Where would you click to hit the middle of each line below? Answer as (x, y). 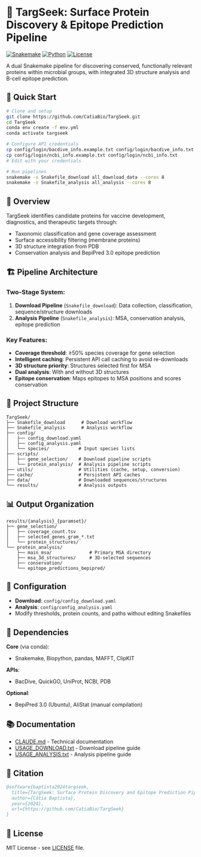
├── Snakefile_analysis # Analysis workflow (69, 428)
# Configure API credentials (42, 144)
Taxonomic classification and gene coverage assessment (86, 234)
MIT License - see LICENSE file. (45, 847)
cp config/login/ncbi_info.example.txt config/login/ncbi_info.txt (92, 155)
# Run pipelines (26, 172)
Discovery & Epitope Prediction (85, 25)
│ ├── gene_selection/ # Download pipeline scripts (79, 459)
